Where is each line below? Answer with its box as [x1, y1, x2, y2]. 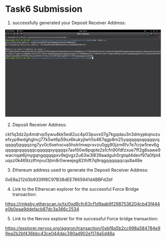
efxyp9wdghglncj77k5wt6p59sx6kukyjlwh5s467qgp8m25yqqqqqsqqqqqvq [5, 137, 160, 142]
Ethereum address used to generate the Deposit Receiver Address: [12, 167, 149, 173]
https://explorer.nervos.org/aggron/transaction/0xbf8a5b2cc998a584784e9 [5, 225, 161, 231]
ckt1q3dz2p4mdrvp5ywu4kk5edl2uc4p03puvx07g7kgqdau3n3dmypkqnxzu [5, 132, 161, 138]
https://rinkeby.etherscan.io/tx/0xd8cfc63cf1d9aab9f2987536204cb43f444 [5, 201, 161, 207]
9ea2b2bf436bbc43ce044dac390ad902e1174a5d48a [5, 231, 115, 237]
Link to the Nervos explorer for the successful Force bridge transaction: [12, 216, 158, 222]
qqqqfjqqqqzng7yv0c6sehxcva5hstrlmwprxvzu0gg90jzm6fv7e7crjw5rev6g [5, 142, 160, 148]
